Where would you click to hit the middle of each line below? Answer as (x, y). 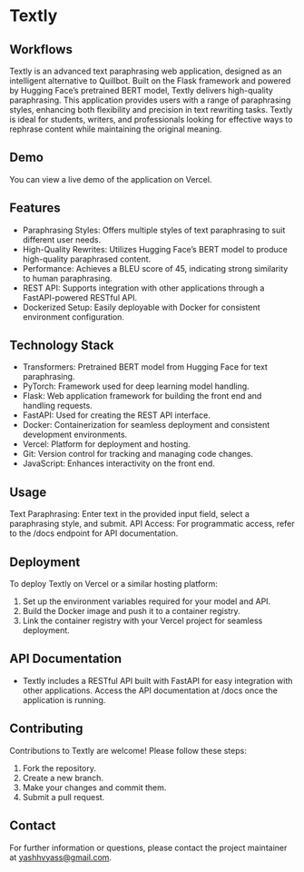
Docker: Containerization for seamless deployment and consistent (146, 425)
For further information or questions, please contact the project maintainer (148, 847)
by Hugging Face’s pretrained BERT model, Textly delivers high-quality (142, 90)
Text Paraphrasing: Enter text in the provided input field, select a (129, 514)
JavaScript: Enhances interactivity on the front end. (118, 463)
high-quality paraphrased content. (87, 259)
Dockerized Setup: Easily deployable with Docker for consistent (141, 307)
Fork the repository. (59, 768)
